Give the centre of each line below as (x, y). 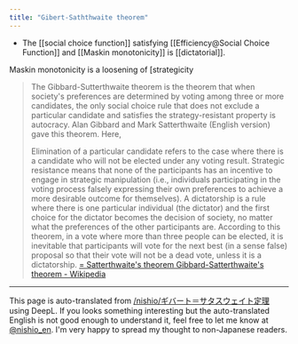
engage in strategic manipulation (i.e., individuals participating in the (156, 180)
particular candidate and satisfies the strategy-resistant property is (153, 115)
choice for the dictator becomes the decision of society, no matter (152, 217)
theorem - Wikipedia (68, 274)
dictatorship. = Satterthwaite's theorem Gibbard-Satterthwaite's (147, 264)
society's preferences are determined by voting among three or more (157, 96)
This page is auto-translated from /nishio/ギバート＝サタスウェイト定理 (140, 300)
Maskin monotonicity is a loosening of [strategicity (102, 69)
